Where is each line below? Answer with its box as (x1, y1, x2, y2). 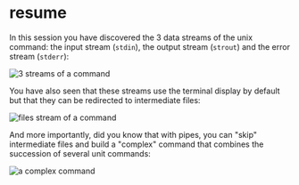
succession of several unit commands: (9, 148, 152, 158)
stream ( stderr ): (9, 51, 70, 61)
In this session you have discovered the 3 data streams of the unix (9, 32, 253, 43)
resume (9, 3, 67, 23)
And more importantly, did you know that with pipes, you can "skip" (9, 129, 257, 140)
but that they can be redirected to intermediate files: (9, 94, 201, 105)
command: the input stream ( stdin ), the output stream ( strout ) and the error (9, 41, 290, 52)
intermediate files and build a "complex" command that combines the (9, 139, 264, 149)
